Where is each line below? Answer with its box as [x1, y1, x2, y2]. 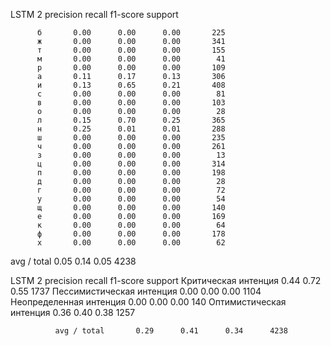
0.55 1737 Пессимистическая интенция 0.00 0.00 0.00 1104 [10, 285, 262, 297]
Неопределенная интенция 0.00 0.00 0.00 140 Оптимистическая [10, 296, 287, 308]
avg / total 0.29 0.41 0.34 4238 [54, 326, 288, 336]
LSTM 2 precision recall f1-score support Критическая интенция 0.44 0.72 [10, 275, 322, 286]
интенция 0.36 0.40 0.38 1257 [10, 307, 136, 318]
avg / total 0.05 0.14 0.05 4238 [10, 255, 137, 267]
